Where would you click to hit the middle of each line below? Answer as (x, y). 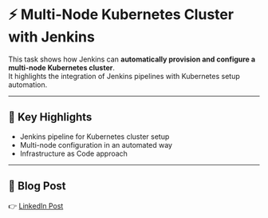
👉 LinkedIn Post (36, 206)
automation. (28, 85)
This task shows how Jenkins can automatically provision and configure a (132, 59)
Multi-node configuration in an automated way (96, 145)
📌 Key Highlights (50, 117)
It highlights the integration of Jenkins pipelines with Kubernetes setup (124, 76)
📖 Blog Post (37, 186)
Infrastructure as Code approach (73, 153)
